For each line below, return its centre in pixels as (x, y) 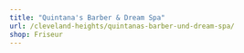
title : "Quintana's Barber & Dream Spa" (88, 18)
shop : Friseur (37, 34)
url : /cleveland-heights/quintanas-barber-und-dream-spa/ (122, 26)
